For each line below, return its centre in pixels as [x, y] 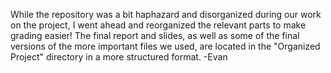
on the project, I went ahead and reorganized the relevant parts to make [158, 25]
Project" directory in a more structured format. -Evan [119, 57]
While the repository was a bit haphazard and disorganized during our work [166, 14]
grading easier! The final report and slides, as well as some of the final [155, 35]
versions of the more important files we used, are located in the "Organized [165, 46]
